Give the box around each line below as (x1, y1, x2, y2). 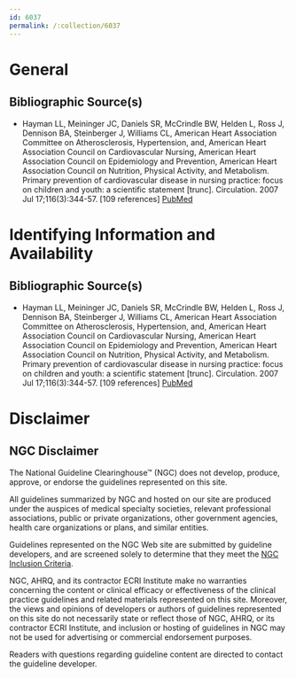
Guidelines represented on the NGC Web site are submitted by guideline (9, 539, 272, 549)
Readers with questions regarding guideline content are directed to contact (9, 649, 284, 659)
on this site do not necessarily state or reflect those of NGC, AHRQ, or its (9, 612, 275, 623)
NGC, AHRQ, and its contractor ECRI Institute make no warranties (9, 575, 247, 586)
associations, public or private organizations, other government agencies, (9, 512, 278, 523)
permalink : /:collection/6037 (9, 21, 121, 30)
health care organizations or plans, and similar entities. (9, 522, 209, 533)
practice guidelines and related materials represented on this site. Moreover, (9, 594, 288, 604)
